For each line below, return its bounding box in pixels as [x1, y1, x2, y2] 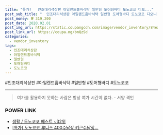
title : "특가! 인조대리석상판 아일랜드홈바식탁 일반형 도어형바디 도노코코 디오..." [5, 7, 154, 12]
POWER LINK [5, 107, 36, 114]
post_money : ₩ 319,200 [5, 16, 51, 21]
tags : [5, 43, 16, 48]
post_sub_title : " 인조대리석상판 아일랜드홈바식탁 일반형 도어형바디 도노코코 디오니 [5, 12, 157, 17]
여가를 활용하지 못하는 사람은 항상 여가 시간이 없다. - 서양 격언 [16, 95, 134, 100]
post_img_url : [5, 25, 34, 30]
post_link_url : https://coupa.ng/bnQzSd [5, 30, 88, 34]
